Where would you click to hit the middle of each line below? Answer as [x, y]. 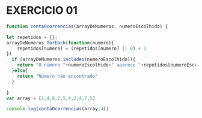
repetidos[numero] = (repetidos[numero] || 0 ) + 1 [82, 49]
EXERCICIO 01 [42, 10]
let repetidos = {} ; [32, 37]
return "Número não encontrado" [57, 76]
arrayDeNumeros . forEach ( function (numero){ [60, 43]
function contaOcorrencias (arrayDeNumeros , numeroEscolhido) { [87, 26]
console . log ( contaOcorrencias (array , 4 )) [58, 109]
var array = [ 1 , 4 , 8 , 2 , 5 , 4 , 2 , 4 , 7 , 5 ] [51, 98]
